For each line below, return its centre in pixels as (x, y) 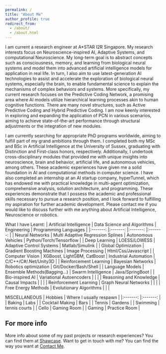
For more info (26, 323)
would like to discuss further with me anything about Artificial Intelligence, (81, 210)
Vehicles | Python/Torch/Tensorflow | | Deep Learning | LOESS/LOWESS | (80, 240)
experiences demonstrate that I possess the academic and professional (78, 194)
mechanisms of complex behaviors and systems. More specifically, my (77, 89)
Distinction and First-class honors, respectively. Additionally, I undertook (79, 151)
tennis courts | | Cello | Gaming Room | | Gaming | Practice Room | (73, 308)
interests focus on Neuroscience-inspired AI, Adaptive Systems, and (75, 52)
